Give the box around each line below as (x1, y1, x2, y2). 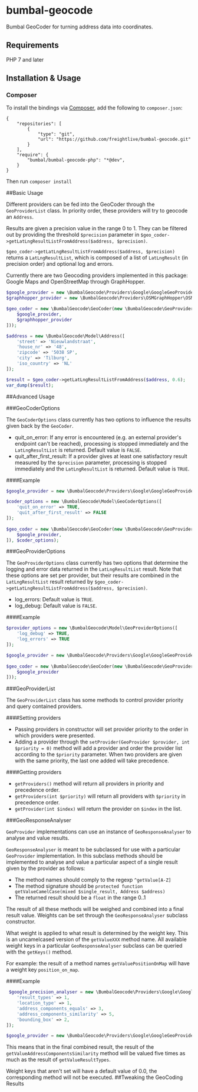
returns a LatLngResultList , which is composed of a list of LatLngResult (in (6, 254, 189, 261)
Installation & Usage (6, 73, 81, 83)
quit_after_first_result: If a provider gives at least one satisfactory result (14, 452, 187, 459)
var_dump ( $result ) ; (6, 382, 54, 388)
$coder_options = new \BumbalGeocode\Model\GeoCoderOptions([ (6, 498, 162, 505)
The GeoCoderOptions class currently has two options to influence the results (6, 415, 192, 423)
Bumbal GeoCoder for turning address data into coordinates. (6, 23, 153, 30)
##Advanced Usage (6, 393, 55, 400)
